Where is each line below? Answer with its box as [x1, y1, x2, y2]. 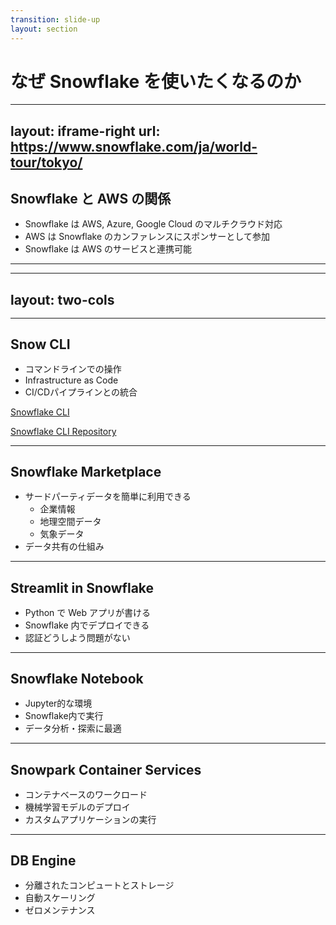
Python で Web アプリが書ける [24, 606, 151, 618]
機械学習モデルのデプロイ [24, 801, 131, 813]
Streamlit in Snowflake [10, 579, 155, 596]
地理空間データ [39, 516, 102, 528]
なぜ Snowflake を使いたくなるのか [10, 70, 302, 93]
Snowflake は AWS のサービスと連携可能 [24, 243, 193, 255]
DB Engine [10, 852, 77, 869]
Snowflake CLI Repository [10, 426, 117, 437]
